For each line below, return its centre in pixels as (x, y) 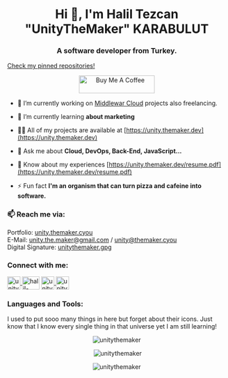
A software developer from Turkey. (117, 51)
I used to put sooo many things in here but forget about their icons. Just (110, 319)
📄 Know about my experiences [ (63, 165)
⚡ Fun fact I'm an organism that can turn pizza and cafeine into (109, 186)
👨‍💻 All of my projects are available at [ (72, 130)
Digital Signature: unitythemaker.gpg (60, 247)
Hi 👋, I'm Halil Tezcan (117, 14)
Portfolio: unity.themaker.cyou (50, 232)
